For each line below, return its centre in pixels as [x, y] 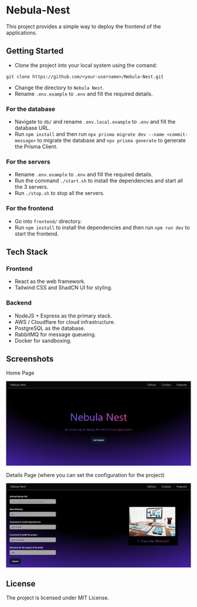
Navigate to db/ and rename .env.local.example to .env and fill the [95, 122]
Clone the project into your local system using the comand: [86, 65]
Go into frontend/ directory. [48, 221]
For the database [31, 109]
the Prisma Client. [36, 146]
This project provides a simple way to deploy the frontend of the [84, 26]
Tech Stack [27, 252]
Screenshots [30, 359]
